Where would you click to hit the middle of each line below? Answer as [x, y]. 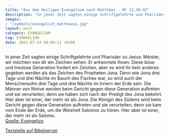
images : [13, 19]
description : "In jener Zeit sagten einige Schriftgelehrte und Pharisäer [85, 15]
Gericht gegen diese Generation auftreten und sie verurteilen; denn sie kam [83, 105]
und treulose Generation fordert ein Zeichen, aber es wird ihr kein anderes [82, 67]
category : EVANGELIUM [28, 33]
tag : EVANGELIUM [22, 38]
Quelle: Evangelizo [24, 120]
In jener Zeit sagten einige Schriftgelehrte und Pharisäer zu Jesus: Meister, [82, 57]
